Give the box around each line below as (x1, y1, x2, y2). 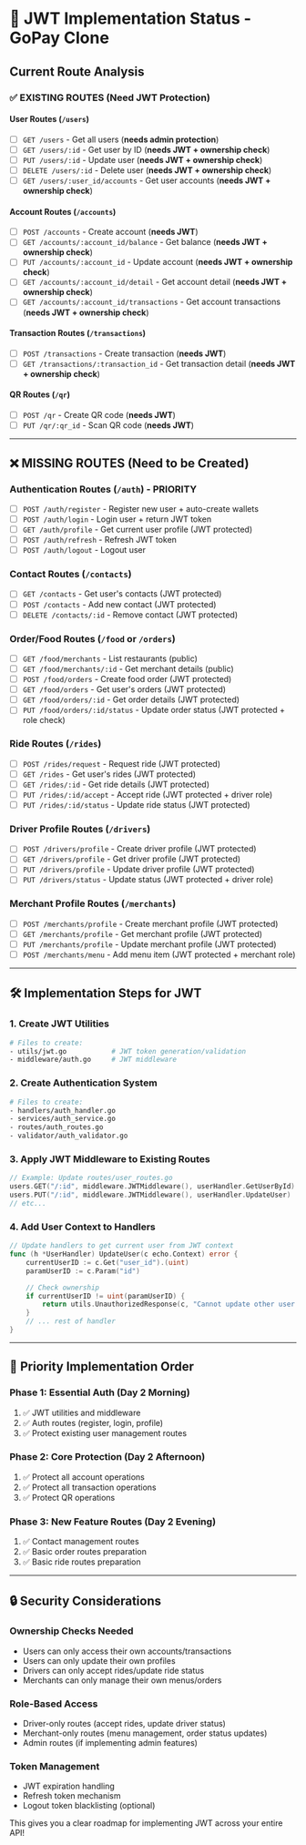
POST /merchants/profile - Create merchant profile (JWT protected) (22, 918, 279, 929)
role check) (22, 715, 66, 726)
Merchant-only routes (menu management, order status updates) (22, 1728, 268, 1738)
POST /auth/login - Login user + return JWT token (22, 514, 212, 525)
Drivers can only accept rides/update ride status (22, 1665, 205, 1676)
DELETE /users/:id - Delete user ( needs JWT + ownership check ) (22, 164, 272, 176)
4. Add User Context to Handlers (9, 1220, 157, 1233)
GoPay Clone (9, 27, 109, 48)
